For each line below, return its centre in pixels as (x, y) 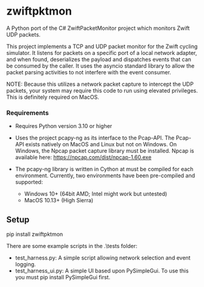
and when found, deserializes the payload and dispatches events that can (99, 59)
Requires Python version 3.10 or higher (64, 126)
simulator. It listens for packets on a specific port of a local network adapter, (102, 52)
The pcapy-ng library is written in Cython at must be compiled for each (104, 169)
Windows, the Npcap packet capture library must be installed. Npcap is (104, 151)
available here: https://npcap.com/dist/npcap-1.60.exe (83, 157)
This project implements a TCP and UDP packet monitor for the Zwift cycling (102, 46)
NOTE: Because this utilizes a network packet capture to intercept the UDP (100, 84)
